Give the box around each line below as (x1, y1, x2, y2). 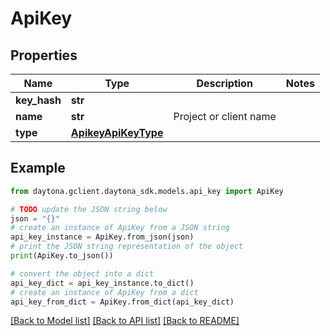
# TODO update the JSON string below (10, 204, 168, 214)
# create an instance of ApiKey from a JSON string (10, 223, 230, 233)
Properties (10, 47, 78, 64)
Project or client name (173, 110, 277, 123)
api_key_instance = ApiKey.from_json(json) (10, 232, 195, 242)
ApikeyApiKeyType (70, 126, 164, 139)
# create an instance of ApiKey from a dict (10, 287, 199, 297)
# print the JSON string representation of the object (10, 242, 244, 252)
